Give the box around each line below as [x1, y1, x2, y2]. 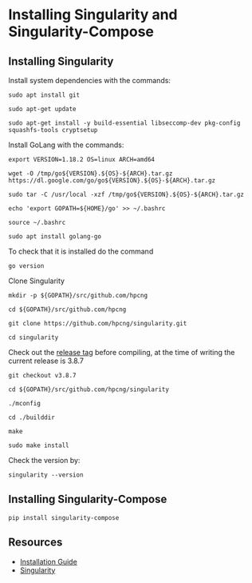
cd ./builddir [8, 413, 56, 421]
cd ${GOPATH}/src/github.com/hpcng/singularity [8, 385, 170, 393]
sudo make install [8, 441, 69, 449]
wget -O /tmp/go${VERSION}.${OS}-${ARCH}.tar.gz [8, 170, 173, 178]
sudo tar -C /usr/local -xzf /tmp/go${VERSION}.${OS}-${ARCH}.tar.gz [8, 190, 245, 198]
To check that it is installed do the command [8, 246, 154, 256]
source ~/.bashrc [8, 218, 66, 226]
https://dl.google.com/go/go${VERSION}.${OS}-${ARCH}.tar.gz [8, 177, 216, 185]
